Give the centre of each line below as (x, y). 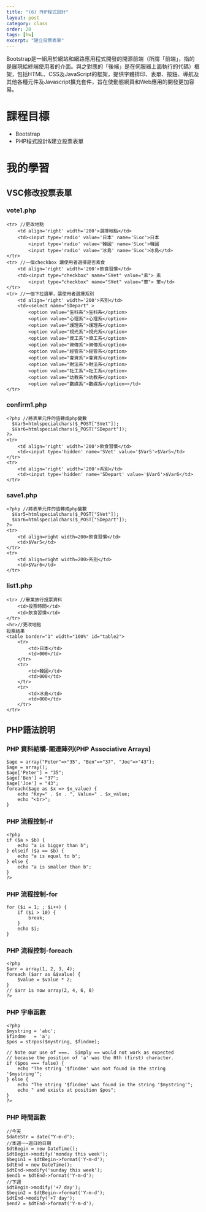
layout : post (23, 18)
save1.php (22, 496)
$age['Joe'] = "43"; (33, 784)
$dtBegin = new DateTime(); (42, 1149)
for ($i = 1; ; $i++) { (37, 907)
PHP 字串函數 (26, 1013)
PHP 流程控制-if (30, 821)
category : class (27, 23)
